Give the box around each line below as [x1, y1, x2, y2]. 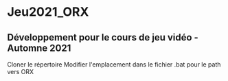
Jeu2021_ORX [7, 4, 89, 20]
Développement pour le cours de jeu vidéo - [7, 32, 199, 43]
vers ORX [7, 68, 34, 76]
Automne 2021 [7, 42, 71, 54]
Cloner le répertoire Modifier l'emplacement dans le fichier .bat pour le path [7, 60, 221, 69]
